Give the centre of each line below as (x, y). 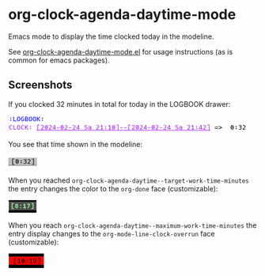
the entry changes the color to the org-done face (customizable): (113, 188)
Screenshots (40, 85)
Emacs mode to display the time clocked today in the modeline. (111, 36)
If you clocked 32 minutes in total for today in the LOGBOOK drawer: (119, 104)
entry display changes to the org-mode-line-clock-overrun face (112, 233)
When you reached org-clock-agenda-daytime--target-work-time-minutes (129, 180)
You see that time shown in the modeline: (75, 144)
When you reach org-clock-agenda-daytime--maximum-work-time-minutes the (132, 225)
